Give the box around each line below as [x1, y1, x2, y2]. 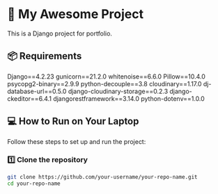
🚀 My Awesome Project [7, 6, 144, 22]
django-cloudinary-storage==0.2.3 [68, 87, 169, 95]
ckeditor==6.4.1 [7, 94, 52, 103]
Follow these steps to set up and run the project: [7, 137, 146, 145]
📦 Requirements [7, 50, 82, 62]
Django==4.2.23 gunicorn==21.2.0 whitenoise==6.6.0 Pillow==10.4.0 [7, 72, 205, 81]
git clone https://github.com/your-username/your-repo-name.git [7, 173, 198, 180]
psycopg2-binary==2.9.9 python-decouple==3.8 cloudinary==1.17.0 [7, 79, 202, 88]
